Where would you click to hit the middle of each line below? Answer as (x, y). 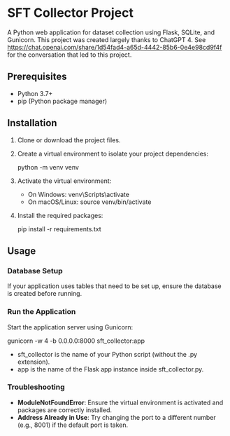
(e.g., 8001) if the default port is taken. (73, 425)
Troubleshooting (36, 387)
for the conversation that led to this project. (70, 55)
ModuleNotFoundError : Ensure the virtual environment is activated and (120, 402)
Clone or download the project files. (69, 140)
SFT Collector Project (71, 13)
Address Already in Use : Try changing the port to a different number (116, 417)
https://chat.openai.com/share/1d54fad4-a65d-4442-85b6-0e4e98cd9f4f (115, 47)
